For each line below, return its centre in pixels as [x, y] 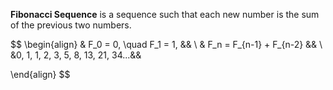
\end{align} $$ [40, 74]
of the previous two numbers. [71, 25]
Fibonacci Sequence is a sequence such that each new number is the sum [165, 14]
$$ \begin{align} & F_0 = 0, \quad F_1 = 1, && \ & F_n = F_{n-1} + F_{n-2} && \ [166, 44]
